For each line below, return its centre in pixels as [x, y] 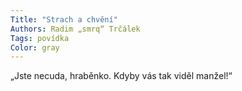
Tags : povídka [40, 38]
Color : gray [35, 47]
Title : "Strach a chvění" [64, 19]
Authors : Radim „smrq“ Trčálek [75, 29]
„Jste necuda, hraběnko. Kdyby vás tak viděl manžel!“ [121, 76]
